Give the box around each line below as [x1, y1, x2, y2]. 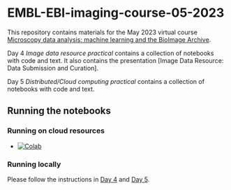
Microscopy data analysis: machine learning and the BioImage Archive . [7, 35, 211, 43]
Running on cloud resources [7, 126, 105, 136]
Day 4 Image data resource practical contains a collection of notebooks [7, 49, 214, 57]
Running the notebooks [7, 105, 112, 117]
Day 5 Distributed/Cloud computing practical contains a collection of [7, 77, 204, 85]
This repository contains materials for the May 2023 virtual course [7, 28, 198, 36]
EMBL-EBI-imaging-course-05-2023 [7, 5, 225, 21]
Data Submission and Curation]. [7, 64, 99, 72]
